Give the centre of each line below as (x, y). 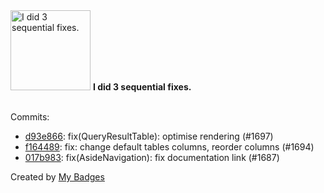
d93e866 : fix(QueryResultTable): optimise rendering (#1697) (149, 136)
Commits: (30, 117)
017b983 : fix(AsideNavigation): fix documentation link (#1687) (152, 157)
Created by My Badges (57, 177)
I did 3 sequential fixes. (142, 87)
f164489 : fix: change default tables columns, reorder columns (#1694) (169, 147)
